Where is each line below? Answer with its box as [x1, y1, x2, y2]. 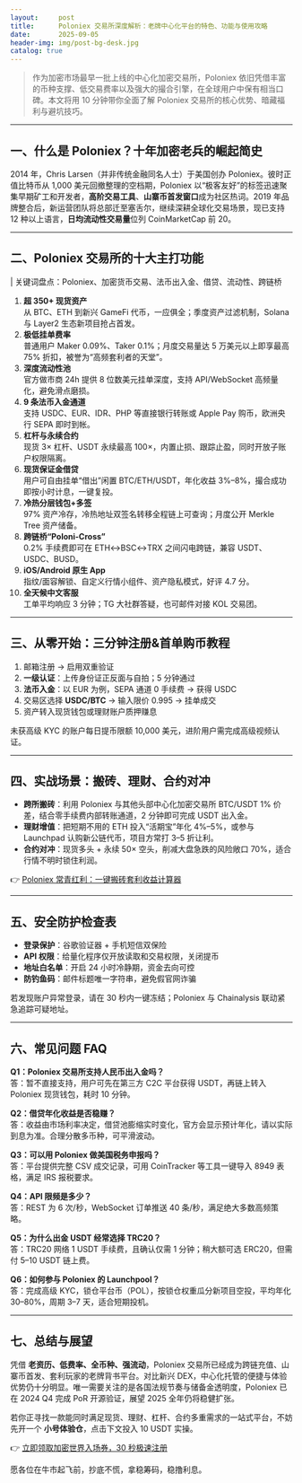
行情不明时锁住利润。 [22, 855, 102, 866]
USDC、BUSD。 [22, 553, 84, 564]
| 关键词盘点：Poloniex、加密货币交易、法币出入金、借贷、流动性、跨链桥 [10, 276, 282, 287]
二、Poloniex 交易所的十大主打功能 [10, 250, 204, 266]
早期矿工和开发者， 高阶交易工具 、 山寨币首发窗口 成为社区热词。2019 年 [17, 190, 281, 202]
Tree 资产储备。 [22, 520, 82, 531]
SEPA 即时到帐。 [33, 418, 95, 429]
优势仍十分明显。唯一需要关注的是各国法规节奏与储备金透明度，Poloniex [10, 1382, 278, 1392]
